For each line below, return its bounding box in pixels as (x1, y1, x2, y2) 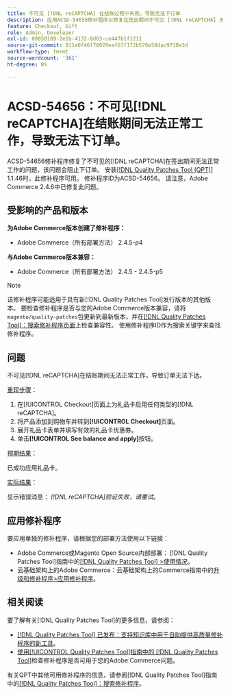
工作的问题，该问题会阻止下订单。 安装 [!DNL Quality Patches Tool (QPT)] (7, 165, 214, 173)
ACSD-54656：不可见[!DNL (7, 99, 166, 114)
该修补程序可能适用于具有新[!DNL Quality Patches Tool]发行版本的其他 (7, 295, 205, 303)
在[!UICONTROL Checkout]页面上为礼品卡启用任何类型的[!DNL (16, 400, 194, 408)
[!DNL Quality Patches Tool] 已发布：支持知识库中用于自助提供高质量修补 (16, 630, 223, 639)
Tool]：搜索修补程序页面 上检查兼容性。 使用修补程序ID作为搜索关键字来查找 (7, 321, 221, 330)
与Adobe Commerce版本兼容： (7, 253, 96, 261)
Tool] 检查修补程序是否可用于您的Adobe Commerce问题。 (16, 656, 179, 665)
